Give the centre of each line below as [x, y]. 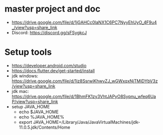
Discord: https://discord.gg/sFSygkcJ [49, 32]
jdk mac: [20, 91]
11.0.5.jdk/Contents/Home [45, 127]
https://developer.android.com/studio [49, 65]
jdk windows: [25, 75]
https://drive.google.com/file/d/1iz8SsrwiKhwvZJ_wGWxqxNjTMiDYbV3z [85, 81]
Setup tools [28, 52]
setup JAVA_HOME [31, 106]
